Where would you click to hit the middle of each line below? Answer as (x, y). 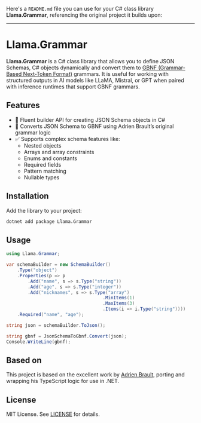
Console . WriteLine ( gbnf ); (38, 342)
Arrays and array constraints (59, 152)
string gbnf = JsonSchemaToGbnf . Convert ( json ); (67, 336)
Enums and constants (51, 158)
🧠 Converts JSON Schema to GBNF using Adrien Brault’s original (95, 126)
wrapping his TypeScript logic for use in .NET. (63, 381)
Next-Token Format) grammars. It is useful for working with (96, 73)
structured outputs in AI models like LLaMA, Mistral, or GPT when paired (95, 80)
